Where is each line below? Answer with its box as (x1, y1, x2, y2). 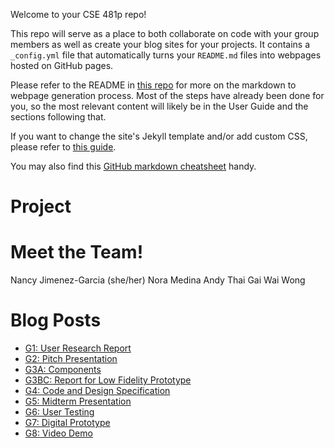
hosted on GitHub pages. (10, 60, 114, 71)
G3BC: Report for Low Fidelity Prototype (24, 374, 192, 386)
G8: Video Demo (24, 427, 93, 439)
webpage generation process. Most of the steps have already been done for (10, 90, 325, 101)
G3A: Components (24, 364, 102, 376)
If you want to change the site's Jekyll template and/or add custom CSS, (10, 130, 308, 142)
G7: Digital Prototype (24, 417, 111, 429)
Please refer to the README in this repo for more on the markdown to (10, 79, 297, 91)
